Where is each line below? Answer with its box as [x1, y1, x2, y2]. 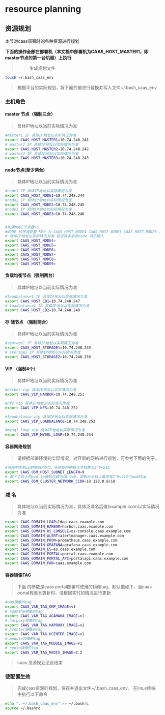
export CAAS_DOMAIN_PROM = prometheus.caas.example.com [5, 537, 118, 543]
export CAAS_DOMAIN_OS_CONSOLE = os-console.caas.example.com [5, 529, 131, 534]
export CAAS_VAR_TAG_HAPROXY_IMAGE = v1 [5, 623, 84, 627]
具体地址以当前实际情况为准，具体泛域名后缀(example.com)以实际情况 [17, 504, 160, 509]
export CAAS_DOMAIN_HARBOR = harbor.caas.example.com [5, 524, 113, 529]
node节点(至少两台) [5, 167, 45, 173]
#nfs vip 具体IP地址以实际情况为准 [5, 401, 70, 406]
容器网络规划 [5, 444, 31, 449]
